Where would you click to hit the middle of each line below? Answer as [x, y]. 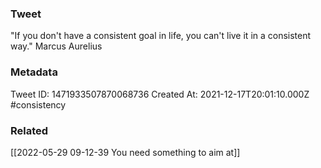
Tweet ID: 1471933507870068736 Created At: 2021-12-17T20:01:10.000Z [160, 94]
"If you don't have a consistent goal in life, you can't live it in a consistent [161, 36]
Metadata [34, 72]
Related [29, 130]
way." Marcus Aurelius [56, 46]
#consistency [38, 104]
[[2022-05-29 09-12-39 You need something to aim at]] [125, 152]
